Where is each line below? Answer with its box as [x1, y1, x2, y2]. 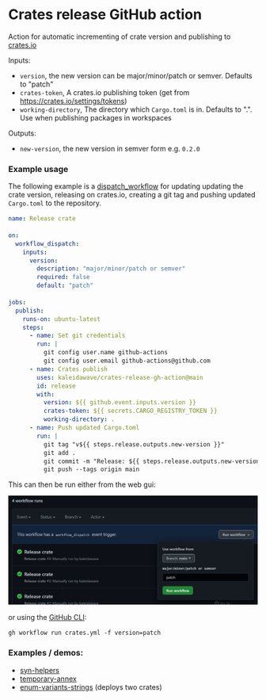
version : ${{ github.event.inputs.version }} [43, 399, 196, 407]
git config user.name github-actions [43, 349, 169, 357]
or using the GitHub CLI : [8, 613, 87, 622]
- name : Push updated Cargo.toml [28, 424, 140, 432]
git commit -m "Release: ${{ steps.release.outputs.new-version [43, 457, 260, 465]
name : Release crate [8, 215, 77, 223]
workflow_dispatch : [15, 239, 80, 247]
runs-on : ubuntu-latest [22, 315, 101, 323]
